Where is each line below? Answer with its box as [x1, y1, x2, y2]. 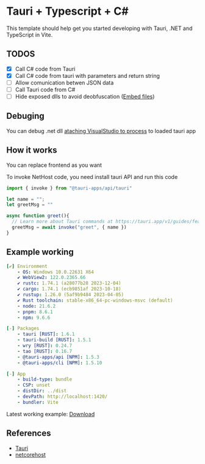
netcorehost [15, 451, 46, 458]
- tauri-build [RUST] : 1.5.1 [17, 337, 92, 343]
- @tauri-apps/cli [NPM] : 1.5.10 [17, 360, 103, 366]
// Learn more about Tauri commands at [12, 219, 113, 225]
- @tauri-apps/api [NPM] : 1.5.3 [17, 354, 99, 360]
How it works [6, 145, 57, 156]
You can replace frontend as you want [6, 161, 103, 169]
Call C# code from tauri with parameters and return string [15, 72, 160, 79]
